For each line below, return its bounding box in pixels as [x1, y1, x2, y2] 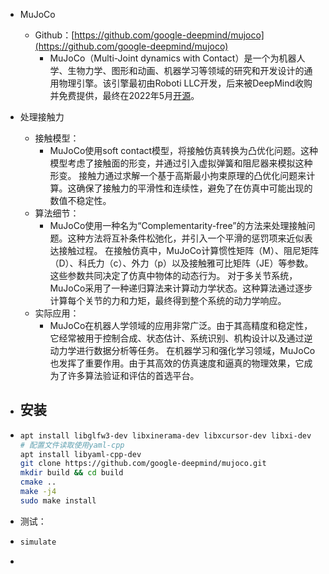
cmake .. [19, 477, 57, 488]
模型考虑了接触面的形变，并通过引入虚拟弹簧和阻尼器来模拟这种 [49, 157, 313, 169]
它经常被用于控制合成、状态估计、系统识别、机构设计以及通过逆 [49, 332, 313, 344]
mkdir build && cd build [19, 468, 124, 478]
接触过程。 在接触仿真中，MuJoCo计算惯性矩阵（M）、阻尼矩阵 [58, 245, 319, 256]
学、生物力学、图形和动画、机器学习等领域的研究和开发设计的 [49, 65, 305, 76]
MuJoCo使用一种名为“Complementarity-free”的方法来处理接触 [49, 220, 307, 231]
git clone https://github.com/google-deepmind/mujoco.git [19, 459, 267, 469]
